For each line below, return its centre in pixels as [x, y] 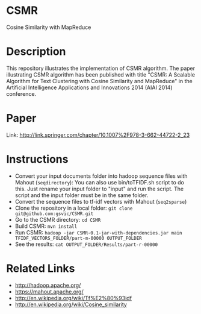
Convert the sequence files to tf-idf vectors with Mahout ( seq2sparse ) [101, 201]
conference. [21, 93]
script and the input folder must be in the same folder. [82, 195]
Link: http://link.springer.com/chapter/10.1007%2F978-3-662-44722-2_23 [98, 135]
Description [36, 52]
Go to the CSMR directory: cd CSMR [58, 219]
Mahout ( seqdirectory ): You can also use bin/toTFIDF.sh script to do [100, 182]
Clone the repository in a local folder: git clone [74, 208]
